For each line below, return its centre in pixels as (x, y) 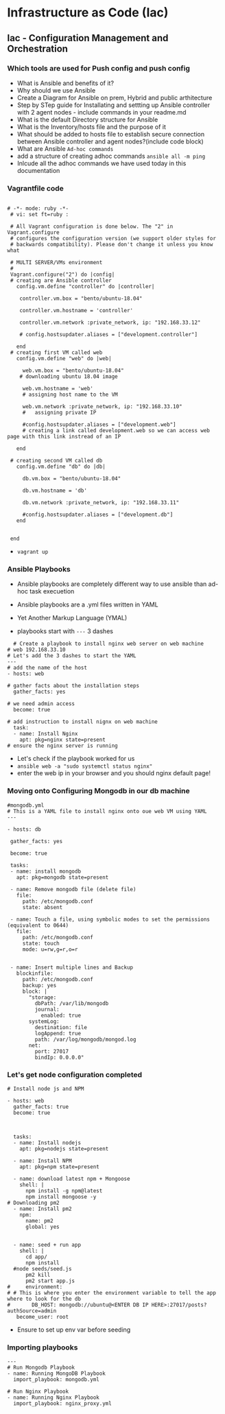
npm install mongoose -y (61, 1197)
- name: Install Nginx (46, 734)
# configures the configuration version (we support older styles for (113, 239)
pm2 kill (38, 1275)
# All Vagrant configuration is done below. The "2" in (92, 227)
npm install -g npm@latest (64, 1191)
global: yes (42, 1227)
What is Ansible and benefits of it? (66, 83)
